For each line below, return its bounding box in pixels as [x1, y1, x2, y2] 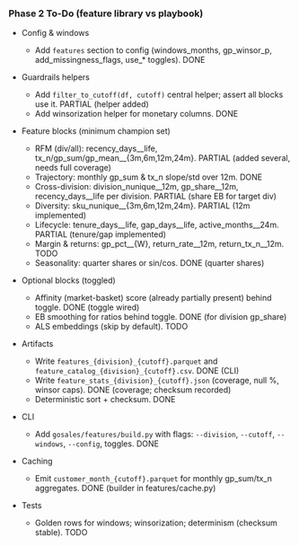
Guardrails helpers [21, 72, 91, 83]
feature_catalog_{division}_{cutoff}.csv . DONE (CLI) [34, 365, 240, 376]
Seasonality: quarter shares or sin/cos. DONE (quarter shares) [34, 258, 265, 269]
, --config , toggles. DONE [63, 438, 159, 449]
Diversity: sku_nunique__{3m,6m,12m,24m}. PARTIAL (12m [34, 200, 251, 211]
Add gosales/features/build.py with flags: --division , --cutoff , [34, 429, 276, 440]
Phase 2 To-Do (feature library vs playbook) [8, 7, 204, 20]
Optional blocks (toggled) [21, 275, 116, 286]
